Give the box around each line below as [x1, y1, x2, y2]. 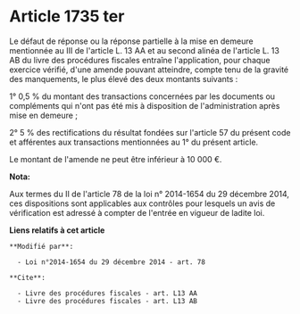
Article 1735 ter [9, 6, 125, 27]
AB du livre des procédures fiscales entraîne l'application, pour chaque [9, 54, 271, 65]
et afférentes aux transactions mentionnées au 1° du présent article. [9, 136, 259, 147]
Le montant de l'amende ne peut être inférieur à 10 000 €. [9, 153, 222, 164]
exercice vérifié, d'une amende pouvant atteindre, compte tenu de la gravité [9, 64, 289, 75]
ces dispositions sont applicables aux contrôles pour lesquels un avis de [9, 198, 276, 209]
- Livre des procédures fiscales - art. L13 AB [17, 296, 198, 305]
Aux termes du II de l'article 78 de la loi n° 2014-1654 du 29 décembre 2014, [9, 188, 290, 199]
